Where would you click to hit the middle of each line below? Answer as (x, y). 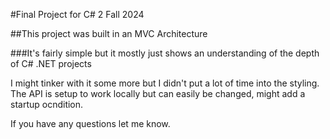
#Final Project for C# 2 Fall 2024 (77, 14)
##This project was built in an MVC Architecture (109, 33)
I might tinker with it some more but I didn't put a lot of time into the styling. (165, 83)
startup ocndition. (47, 104)
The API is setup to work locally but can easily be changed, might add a (158, 93)
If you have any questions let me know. (90, 123)
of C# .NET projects (51, 63)
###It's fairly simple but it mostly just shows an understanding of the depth (165, 53)
